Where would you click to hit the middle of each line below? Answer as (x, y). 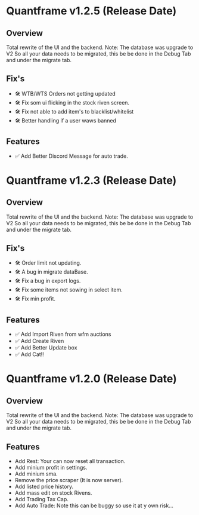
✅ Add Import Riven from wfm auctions (63, 334)
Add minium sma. (36, 474)
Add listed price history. (44, 487)
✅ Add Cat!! (29, 354)
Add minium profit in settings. (51, 468)
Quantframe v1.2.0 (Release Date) (91, 379)
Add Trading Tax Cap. (41, 499)
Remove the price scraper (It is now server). (69, 480)
